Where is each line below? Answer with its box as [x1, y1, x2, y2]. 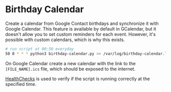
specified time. [5, 81, 37, 87]
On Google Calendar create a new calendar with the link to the [5, 60, 136, 67]
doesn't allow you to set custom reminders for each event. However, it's [5, 31, 156, 37]
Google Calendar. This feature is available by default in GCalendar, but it [5, 25, 156, 32]
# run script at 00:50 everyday [5, 46, 74, 51]
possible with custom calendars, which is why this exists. [5, 37, 125, 43]
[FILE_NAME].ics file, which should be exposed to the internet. [5, 66, 136, 72]
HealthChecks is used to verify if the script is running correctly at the [5, 75, 150, 82]
